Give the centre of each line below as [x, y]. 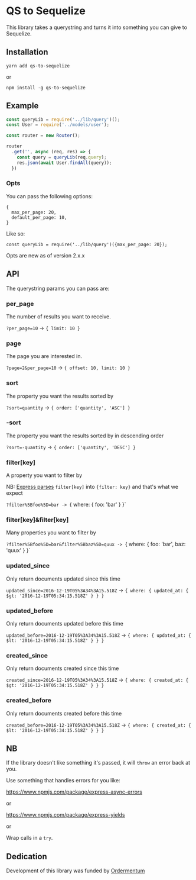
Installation [27, 52]
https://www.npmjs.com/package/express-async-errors [74, 792]
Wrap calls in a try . [30, 838]
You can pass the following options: [50, 196]
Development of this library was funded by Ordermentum [76, 871]
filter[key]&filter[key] [37, 520]
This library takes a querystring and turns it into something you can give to [97, 27]
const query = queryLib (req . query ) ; [62, 157]
